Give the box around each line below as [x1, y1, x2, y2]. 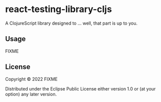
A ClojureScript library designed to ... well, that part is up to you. [5, 20, 138, 26]
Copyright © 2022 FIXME [5, 76, 58, 82]
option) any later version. [5, 91, 57, 97]
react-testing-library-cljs [5, 4, 112, 15]
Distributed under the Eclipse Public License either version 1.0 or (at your [5, 85, 156, 91]
